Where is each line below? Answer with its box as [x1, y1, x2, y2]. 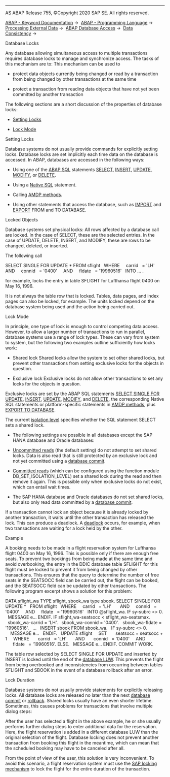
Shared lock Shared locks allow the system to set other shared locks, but [12, 355, 165, 361]
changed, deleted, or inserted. [5, 243, 68, 249]
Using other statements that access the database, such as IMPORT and [12, 202, 162, 207]
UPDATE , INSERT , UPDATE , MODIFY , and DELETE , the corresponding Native [5, 396, 164, 402]
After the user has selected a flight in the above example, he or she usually [5, 718, 161, 724]
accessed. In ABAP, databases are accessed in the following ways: [5, 157, 145, 163]
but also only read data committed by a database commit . [12, 499, 133, 505]
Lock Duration [5, 677, 35, 683]
